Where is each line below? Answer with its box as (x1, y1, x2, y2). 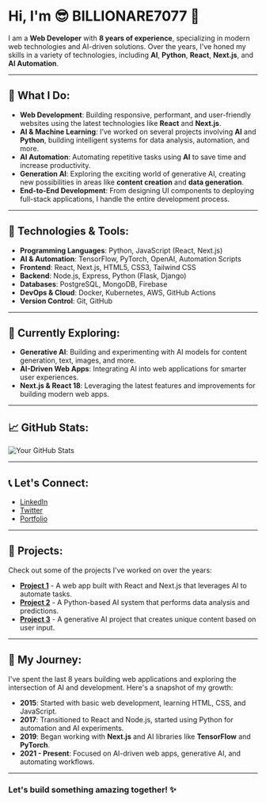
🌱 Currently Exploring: (8, 326, 120, 340)
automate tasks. (19, 589, 73, 599)
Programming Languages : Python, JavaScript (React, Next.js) (19, 245, 223, 255)
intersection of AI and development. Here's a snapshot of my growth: (8, 683, 234, 692)
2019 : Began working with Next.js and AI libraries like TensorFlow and (19, 732, 251, 741)
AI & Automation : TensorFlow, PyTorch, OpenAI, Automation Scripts (19, 253, 241, 264)
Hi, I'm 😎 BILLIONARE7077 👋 (8, 7, 200, 25)
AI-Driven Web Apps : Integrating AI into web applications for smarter (19, 364, 247, 374)
